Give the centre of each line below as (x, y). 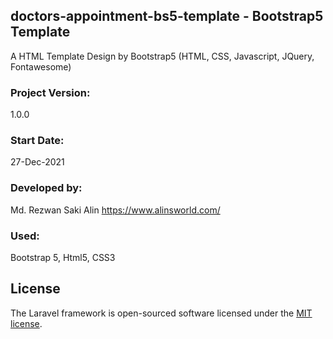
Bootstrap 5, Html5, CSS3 (63, 257)
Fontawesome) (41, 66)
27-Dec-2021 (37, 162)
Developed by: (46, 188)
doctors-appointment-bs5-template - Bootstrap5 (167, 16)
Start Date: (37, 141)
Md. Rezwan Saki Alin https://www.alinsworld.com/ (115, 210)
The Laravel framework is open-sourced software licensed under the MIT (161, 313)
